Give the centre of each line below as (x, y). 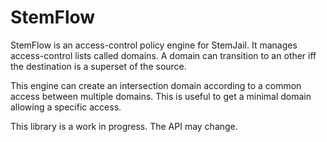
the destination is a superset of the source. (98, 66)
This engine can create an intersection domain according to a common (156, 85)
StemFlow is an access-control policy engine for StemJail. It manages (154, 45)
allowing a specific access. (66, 107)
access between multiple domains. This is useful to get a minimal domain (161, 96)
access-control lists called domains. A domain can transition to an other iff (163, 55)
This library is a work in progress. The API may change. (124, 126)
